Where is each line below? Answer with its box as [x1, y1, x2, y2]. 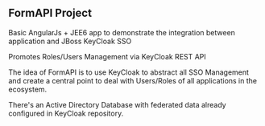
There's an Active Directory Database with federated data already [8, 100, 227, 109]
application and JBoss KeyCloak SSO [8, 36, 132, 46]
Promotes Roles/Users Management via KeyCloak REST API [8, 51, 207, 61]
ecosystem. [8, 84, 48, 94]
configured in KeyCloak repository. [8, 108, 124, 118]
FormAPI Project [8, 6, 93, 20]
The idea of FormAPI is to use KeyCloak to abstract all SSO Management [8, 67, 250, 77]
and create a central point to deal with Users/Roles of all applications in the [8, 75, 258, 85]
